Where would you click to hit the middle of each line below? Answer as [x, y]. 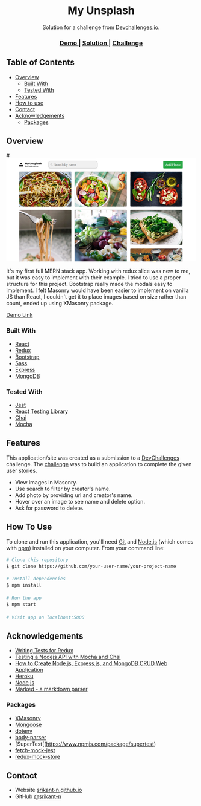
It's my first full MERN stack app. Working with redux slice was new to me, [98, 271]
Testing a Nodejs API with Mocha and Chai [68, 657]
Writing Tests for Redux [44, 651]
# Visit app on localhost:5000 [45, 617]
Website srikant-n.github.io [48, 790]
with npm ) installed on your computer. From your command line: [86, 548]
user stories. [22, 470]
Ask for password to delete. [49, 508]
